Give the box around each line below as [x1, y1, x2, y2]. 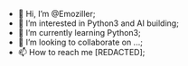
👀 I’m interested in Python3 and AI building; [17, 18, 179, 29]
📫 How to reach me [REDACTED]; [17, 47, 146, 57]
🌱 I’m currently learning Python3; [17, 28, 142, 37]
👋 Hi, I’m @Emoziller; [17, 9, 96, 19]
